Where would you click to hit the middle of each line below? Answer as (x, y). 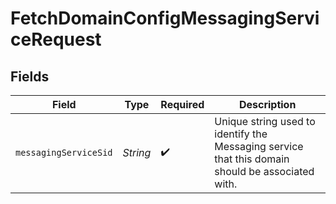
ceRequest (56, 39)
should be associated (264, 171)
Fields (30, 76)
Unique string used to (265, 121)
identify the (241, 134)
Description (267, 104)
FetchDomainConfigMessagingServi (165, 18)
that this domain (252, 159)
